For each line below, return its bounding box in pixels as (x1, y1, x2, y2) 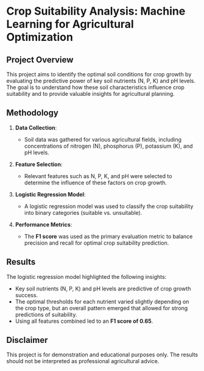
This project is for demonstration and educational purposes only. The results (6, 351, 199, 358)
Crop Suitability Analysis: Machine (6, 4, 186, 18)
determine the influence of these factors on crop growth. (24, 179, 167, 186)
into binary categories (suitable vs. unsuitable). (24, 209, 142, 216)
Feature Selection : (15, 160, 63, 168)
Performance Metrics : (15, 221, 72, 228)
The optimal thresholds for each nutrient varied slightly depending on (15, 298, 189, 305)
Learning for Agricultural (6, 17, 134, 31)
